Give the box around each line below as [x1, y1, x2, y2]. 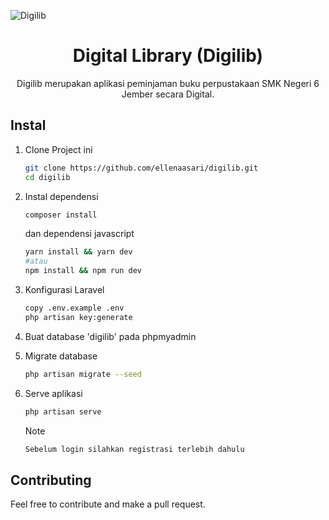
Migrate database [24, 350, 98, 362]
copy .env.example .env [24, 303, 125, 313]
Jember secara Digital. [121, 88, 215, 100]
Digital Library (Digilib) [72, 45, 264, 67]
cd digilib [24, 172, 71, 182]
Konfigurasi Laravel [24, 284, 105, 295]
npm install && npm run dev [24, 266, 142, 276]
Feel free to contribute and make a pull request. [10, 498, 206, 510]
